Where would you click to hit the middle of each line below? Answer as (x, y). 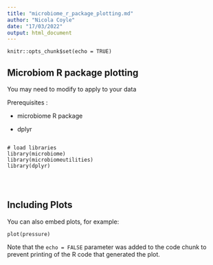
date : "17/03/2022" (35, 26)
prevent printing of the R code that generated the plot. (83, 254)
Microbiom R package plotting (73, 73)
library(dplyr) (29, 166)
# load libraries (32, 148)
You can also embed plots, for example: (63, 222)
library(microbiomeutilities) (51, 160)
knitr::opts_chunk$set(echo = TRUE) (59, 52)
